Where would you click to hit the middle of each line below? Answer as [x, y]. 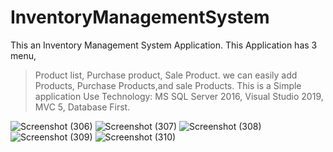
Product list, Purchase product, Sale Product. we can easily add [166, 75]
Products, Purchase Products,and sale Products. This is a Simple [168, 85]
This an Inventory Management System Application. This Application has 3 [164, 45]
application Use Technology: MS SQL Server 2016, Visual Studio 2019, [179, 96]
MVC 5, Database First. [82, 107]
